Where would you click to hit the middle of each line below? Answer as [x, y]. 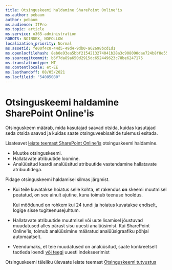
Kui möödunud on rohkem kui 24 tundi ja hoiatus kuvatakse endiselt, [85, 205]
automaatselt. [27, 237]
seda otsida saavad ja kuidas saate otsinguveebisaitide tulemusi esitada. [82, 133]
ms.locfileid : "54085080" [33, 77]
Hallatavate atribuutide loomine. [46, 158]
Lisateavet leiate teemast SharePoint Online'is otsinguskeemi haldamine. [81, 143]
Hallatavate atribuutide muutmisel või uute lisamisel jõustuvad [78, 220]
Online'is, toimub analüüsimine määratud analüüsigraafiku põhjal [81, 231]
